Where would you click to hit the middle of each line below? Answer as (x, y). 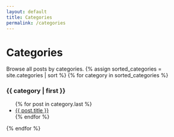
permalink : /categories (36, 23)
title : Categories (29, 17)
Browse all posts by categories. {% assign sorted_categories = (84, 69)
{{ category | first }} (36, 91)
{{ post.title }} (32, 110)
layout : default (26, 12)
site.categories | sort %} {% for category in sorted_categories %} (87, 75)
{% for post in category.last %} (53, 104)
